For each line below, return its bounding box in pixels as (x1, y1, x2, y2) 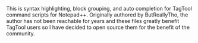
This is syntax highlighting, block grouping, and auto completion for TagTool (6, 5, 192, 12)
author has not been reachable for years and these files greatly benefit (6, 18, 180, 24)
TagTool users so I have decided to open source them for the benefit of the (6, 24, 190, 31)
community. (6, 30, 35, 37)
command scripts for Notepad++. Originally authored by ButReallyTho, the (6, 11, 188, 18)
